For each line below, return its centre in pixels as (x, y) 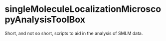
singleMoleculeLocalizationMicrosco (83, 9)
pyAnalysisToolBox (45, 20)
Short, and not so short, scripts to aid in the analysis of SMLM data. (74, 33)
